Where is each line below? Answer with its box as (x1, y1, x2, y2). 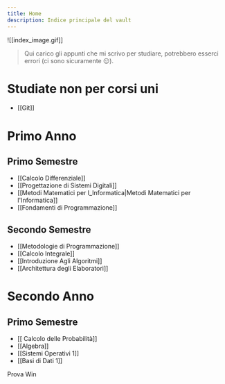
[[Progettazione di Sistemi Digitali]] (17, 181, 117, 190)
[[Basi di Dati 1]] (17, 357, 63, 365)
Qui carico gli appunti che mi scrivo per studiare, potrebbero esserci (24, 49, 219, 58)
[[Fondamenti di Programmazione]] (17, 203, 118, 212)
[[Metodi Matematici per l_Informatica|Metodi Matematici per (17, 189, 191, 197)
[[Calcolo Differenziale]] (17, 174, 86, 183)
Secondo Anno (7, 289, 95, 304)
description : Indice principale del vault (7, 17, 132, 24)
